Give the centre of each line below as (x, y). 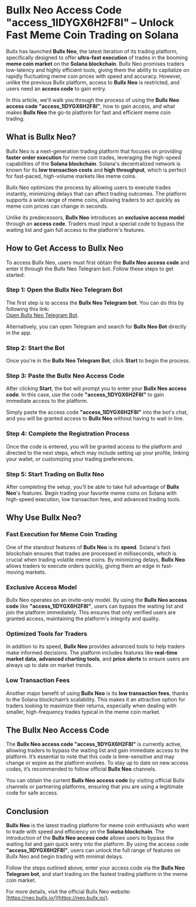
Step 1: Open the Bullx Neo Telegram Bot (64, 290)
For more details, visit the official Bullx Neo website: (68, 892)
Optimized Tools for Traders (47, 634)
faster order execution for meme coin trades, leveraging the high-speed (94, 157)
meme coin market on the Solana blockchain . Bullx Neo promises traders (95, 64)
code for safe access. (32, 793)
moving (15, 572)
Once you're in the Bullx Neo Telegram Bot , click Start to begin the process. (98, 361)
